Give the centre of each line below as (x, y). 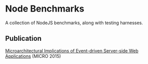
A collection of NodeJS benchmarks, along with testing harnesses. (74, 23)
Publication (23, 39)
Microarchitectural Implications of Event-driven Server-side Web (72, 50)
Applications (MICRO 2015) (33, 56)
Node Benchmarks (45, 9)
